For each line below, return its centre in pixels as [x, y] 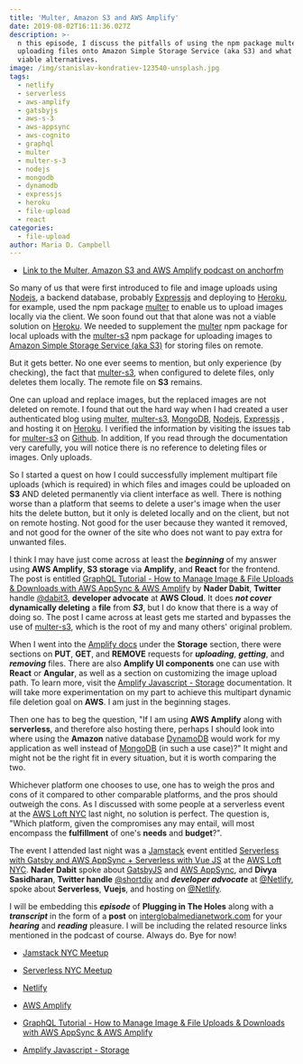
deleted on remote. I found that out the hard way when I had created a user [149, 410]
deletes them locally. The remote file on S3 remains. [106, 382]
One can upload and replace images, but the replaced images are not [138, 400]
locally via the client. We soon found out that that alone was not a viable [143, 316]
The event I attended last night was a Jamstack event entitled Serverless [144, 851]
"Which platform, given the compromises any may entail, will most [132, 824]
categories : [32, 228]
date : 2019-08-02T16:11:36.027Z [70, 26]
